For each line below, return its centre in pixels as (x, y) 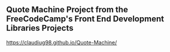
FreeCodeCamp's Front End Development (85, 19)
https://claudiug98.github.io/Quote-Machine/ (62, 42)
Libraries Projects (40, 28)
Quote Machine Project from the (67, 10)
